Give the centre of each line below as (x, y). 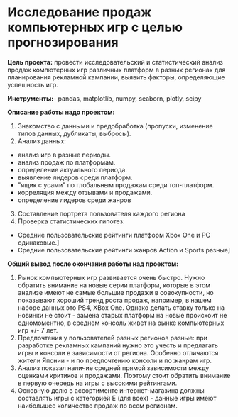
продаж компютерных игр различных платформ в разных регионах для (117, 69)
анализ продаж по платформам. (66, 162)
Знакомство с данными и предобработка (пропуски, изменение (115, 126)
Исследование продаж (80, 12)
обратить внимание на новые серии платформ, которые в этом (114, 285)
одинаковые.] (38, 243)
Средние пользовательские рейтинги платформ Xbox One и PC (114, 235)
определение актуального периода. (72, 169)
